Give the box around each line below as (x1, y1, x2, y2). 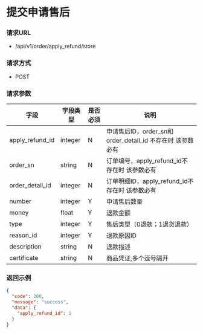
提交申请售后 (6, 5, 71, 19)
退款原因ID (106, 231, 137, 240)
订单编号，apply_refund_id (106, 157, 182, 165)
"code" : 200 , (11, 294, 45, 300)
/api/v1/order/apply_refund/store (14, 43, 96, 50)
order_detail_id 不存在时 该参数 (106, 137, 194, 145)
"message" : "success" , (11, 299, 69, 305)
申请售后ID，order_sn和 (106, 128, 174, 136)
